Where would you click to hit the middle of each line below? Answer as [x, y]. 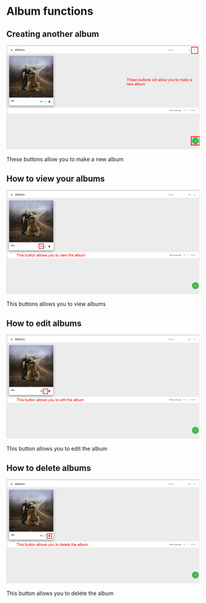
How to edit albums [44, 323]
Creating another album [53, 34]
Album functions [50, 11]
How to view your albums [56, 178]
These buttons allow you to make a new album [65, 159]
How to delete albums [49, 468]
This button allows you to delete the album [60, 593]
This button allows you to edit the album [57, 449]
